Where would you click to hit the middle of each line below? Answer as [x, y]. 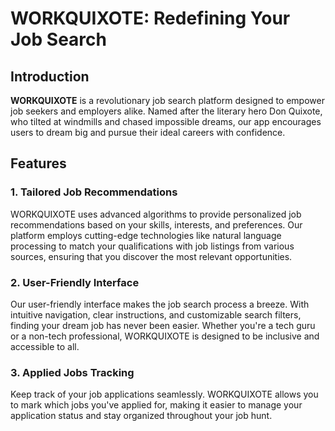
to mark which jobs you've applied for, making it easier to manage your [156, 405]
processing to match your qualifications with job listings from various [152, 246]
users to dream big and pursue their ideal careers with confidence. [148, 132]
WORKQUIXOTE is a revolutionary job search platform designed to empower [167, 100]
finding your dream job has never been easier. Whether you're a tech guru [163, 325]
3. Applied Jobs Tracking [72, 372]
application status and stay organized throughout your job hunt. [141, 416]
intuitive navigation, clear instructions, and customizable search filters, [156, 314]
